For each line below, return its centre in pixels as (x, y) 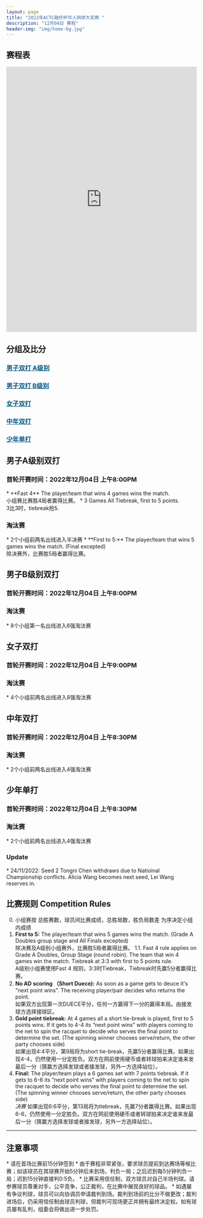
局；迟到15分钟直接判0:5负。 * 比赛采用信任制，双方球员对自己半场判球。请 (101, 1179)
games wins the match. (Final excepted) (56, 547)
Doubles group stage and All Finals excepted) (72, 940)
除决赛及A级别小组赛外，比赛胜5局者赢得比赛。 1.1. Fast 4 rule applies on (106, 947)
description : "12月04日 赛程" (42, 23)
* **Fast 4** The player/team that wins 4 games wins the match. (88, 493)
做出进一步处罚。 (80, 1209)
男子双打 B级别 (28, 386)
